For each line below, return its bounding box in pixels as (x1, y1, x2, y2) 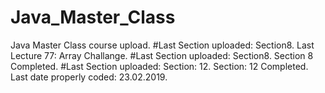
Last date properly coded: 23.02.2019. (10, 71, 168, 83)
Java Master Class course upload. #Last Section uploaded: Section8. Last (10, 39, 315, 51)
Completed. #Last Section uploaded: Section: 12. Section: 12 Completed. (10, 60, 309, 72)
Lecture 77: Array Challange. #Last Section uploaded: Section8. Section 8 (10, 49, 314, 61)
